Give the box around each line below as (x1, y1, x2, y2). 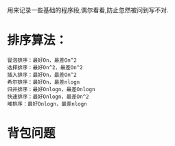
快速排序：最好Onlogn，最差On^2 (7, 93, 89, 100)
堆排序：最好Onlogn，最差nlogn (7, 100, 87, 108)
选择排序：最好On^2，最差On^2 (7, 64, 84, 71)
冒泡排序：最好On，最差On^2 (7, 57, 77, 64)
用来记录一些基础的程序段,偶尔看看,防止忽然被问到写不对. (7, 6, 170, 14)
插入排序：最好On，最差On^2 (7, 71, 77, 78)
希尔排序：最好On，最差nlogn (7, 78, 80, 86)
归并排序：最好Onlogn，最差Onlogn (7, 86, 95, 93)
